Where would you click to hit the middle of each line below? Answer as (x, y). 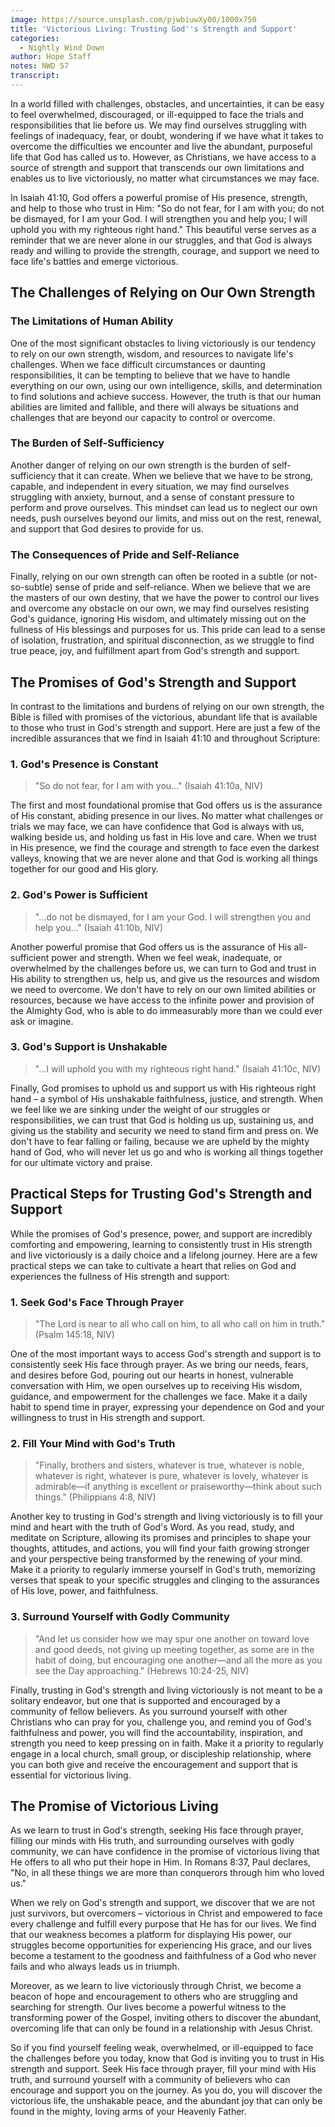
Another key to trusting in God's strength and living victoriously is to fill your (167, 1517)
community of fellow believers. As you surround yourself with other (149, 1711)
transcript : (35, 76)
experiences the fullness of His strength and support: (120, 1276)
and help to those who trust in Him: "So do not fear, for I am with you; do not (167, 208)
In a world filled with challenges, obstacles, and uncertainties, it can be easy (167, 103)
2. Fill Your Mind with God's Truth (93, 1443)
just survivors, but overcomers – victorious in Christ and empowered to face (166, 1913)
